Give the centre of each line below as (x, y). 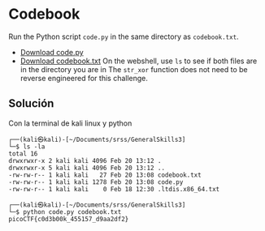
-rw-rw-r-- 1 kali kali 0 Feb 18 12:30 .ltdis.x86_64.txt (114, 189)
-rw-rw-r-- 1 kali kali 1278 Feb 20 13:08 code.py (96, 182)
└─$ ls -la (27, 147)
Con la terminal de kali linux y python (70, 123)
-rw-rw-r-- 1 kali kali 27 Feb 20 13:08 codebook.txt (105, 175)
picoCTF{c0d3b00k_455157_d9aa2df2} (69, 219)
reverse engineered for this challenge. (84, 78)
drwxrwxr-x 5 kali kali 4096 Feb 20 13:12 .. (87, 168)
